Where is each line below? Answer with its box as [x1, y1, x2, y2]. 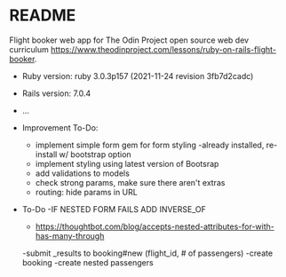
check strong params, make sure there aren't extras [35, 177, 226, 187]
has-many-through [35, 230, 105, 241]
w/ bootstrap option [59, 148, 131, 160]
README [9, 5, 76, 26]
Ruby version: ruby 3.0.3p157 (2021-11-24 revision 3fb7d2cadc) [21, 70, 254, 81]
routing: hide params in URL [35, 186, 138, 197]
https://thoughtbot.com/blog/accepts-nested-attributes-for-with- [35, 221, 275, 232]
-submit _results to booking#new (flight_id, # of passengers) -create [21, 248, 274, 258]
